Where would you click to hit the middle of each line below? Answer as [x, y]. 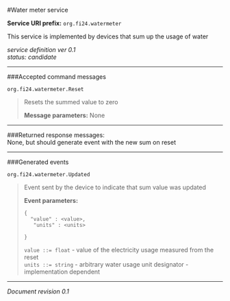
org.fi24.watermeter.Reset [46, 89]
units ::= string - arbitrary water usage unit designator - [106, 264]
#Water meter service [38, 10]
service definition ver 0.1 [41, 50]
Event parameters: [51, 201]
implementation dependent [62, 272]
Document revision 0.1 [38, 291]
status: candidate [32, 57]
